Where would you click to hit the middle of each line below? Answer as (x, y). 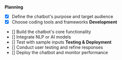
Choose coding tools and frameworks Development (64, 22)
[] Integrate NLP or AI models (41, 37)
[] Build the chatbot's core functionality (51, 32)
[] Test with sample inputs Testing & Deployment (61, 42)
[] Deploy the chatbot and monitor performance (60, 53)
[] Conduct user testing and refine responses (57, 47)
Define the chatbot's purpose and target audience (62, 16)
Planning (14, 7)
